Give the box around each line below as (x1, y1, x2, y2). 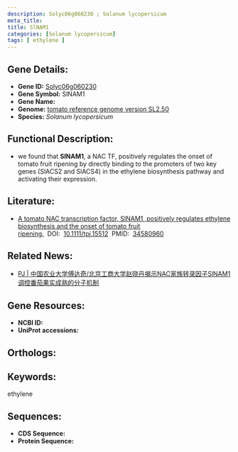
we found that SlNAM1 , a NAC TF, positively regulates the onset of (17, 152, 213, 160)
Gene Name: (17, 97, 55, 105)
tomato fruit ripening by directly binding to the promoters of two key (17, 159, 217, 168)
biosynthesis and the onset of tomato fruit (17, 221, 141, 230)
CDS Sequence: (17, 429, 66, 438)
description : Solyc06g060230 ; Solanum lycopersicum (7, 10, 167, 18)
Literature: (7, 195, 55, 207)
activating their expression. (17, 174, 97, 183)
